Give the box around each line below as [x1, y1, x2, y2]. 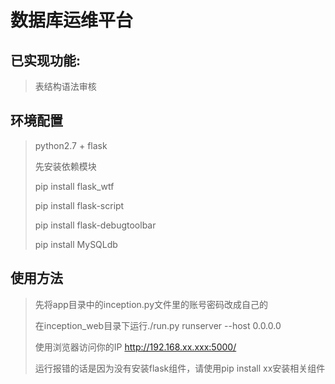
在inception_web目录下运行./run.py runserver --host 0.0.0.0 [34, 319, 282, 331]
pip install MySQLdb [34, 238, 118, 250]
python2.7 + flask [34, 139, 108, 151]
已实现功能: [10, 52, 82, 69]
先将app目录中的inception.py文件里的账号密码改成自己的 [34, 298, 269, 310]
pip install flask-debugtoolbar [34, 219, 157, 231]
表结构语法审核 [34, 81, 97, 92]
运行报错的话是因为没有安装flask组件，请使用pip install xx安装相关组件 [34, 362, 326, 374]
